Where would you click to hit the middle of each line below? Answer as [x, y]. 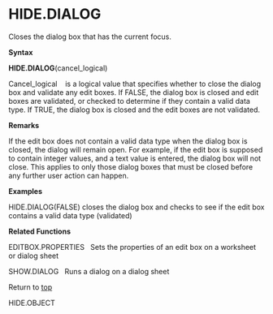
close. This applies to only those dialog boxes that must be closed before [131, 166]
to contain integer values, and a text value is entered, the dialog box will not [135, 158]
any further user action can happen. [69, 175]
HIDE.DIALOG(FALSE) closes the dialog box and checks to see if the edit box [136, 207]
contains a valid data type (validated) [70, 215]
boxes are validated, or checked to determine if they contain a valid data [129, 101]
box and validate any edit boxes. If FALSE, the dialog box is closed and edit [134, 92]
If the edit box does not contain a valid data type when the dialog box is [128, 141]
